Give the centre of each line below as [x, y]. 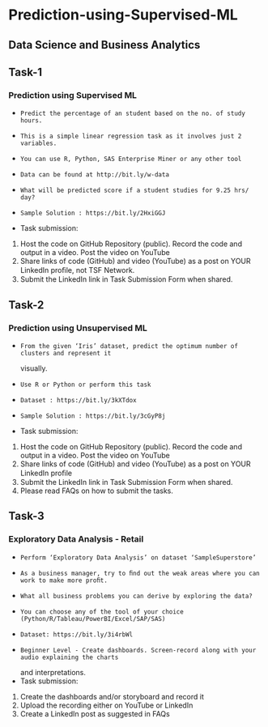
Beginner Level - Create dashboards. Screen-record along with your [138, 650]
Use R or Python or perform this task [85, 385]
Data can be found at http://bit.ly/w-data [95, 175]
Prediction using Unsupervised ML [78, 328]
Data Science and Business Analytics [104, 45]
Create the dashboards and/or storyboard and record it [112, 696]
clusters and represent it [66, 353]
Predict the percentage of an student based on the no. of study [132, 114]
